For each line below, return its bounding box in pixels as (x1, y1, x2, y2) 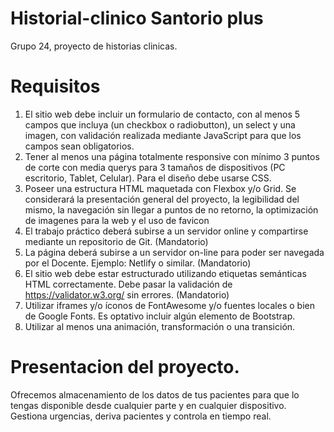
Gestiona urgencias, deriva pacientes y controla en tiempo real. (10, 410, 272, 422)
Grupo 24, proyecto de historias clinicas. (10, 40, 178, 52)
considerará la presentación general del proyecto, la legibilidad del (24, 193, 300, 205)
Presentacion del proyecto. (10, 356, 240, 379)
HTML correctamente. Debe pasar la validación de (24, 278, 233, 290)
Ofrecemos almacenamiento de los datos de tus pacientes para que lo (10, 388, 300, 401)
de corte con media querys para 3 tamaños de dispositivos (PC (24, 161, 286, 173)
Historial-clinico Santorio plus (10, 7, 264, 30)
